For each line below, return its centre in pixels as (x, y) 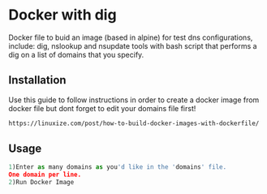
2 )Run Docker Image (41, 183)
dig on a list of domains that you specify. (76, 54)
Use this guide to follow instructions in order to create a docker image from (134, 100)
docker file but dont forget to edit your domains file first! (102, 108)
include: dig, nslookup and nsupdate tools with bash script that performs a (133, 45)
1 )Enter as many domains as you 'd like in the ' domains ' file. (118, 167)
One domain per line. (45, 175)
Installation (37, 80)
